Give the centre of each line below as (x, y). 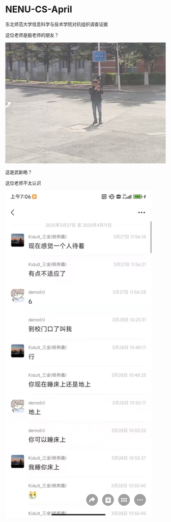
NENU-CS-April (39, 9)
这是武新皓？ (19, 172)
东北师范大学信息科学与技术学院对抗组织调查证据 (56, 24)
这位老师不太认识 (23, 183)
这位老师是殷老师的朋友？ (32, 35)
